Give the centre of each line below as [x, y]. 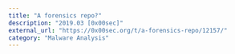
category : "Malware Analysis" [59, 38]
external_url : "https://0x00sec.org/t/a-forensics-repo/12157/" [118, 30]
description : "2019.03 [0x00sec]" [66, 23]
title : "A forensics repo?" [55, 15]
